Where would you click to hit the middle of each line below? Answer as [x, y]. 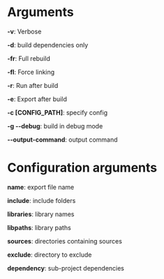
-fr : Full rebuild [29, 58]
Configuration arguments [82, 168]
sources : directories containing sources [65, 241]
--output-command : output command [62, 139]
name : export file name [41, 187]
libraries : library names [41, 214]
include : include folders [42, 200]
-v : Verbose [24, 31]
